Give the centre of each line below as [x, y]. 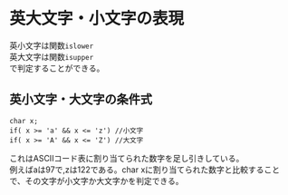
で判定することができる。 [57, 68]
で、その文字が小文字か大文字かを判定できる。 [96, 180]
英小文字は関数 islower [52, 45]
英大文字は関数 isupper [52, 56]
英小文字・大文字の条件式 [81, 99]
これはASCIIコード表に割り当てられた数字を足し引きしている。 [127, 158]
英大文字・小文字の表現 [97, 19]
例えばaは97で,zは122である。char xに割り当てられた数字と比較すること [145, 170]
